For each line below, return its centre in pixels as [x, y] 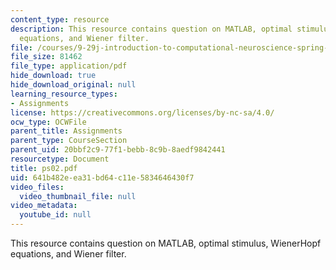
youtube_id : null [55, 215]
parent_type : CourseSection [69, 141]
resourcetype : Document [60, 159]
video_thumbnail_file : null [78, 196]
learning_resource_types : [64, 94]
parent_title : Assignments [66, 131]
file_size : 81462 [46, 57]
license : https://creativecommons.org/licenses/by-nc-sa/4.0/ [142, 112]
